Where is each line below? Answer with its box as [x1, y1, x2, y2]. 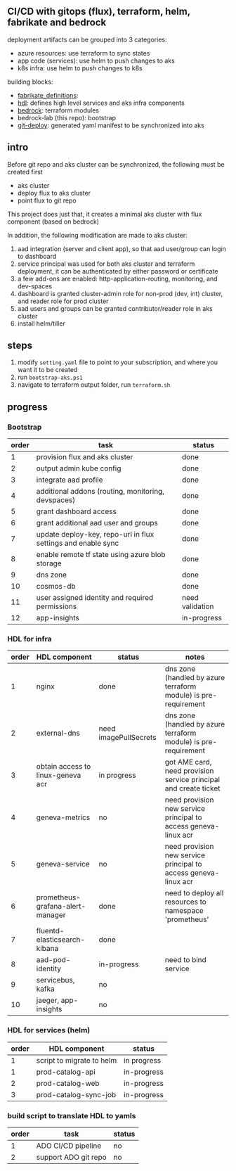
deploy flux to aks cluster [17, 188, 91, 197]
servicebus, [36, 975, 75, 985]
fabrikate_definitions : [17, 91, 79, 99]
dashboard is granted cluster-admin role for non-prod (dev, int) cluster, [17, 289, 223, 297]
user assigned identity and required [36, 593, 154, 603]
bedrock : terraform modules [17, 105, 100, 115]
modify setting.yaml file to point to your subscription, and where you [17, 358, 218, 366]
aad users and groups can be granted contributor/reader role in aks [17, 304, 213, 312]
